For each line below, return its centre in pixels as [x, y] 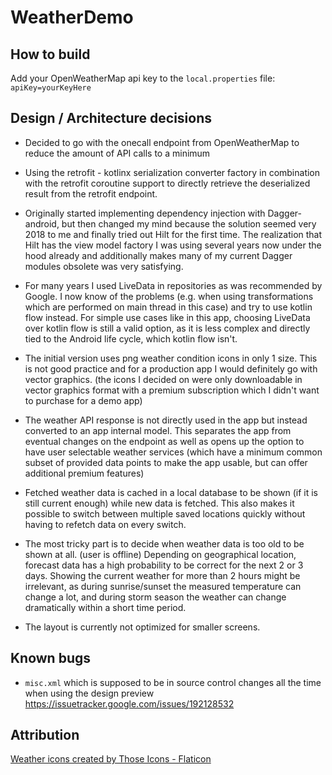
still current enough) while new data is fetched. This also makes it [159, 503]
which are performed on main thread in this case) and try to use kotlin [168, 307]
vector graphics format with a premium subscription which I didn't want [172, 390]
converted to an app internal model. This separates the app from [158, 430]
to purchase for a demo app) [83, 400]
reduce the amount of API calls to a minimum [117, 153]
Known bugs [51, 658]
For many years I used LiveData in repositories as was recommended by [173, 285]
